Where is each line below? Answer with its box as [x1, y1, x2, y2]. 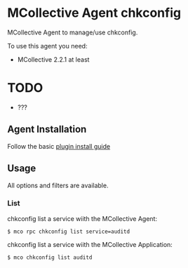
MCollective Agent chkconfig [7, 5, 181, 21]
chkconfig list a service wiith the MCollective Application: [7, 240, 173, 248]
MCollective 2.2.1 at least [17, 55, 90, 64]
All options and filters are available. [7, 181, 109, 189]
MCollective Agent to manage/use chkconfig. [7, 28, 138, 36]
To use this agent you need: [7, 41, 88, 50]
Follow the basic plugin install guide [7, 142, 111, 150]
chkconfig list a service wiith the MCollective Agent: [7, 214, 158, 222]
